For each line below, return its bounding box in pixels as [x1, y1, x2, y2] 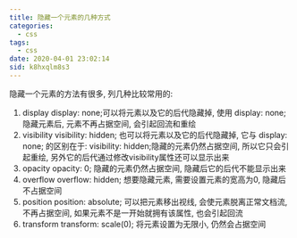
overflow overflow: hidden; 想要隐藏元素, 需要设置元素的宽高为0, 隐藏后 [21, 174, 286, 185]
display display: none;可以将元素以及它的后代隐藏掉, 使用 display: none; [21, 107, 286, 118]
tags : [9, 37, 30, 47]
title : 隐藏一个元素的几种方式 [9, 12, 111, 22]
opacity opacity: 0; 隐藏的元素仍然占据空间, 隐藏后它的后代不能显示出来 [21, 162, 286, 174]
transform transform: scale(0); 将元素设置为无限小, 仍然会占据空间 [21, 218, 267, 229]
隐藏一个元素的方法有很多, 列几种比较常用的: [9, 88, 174, 99]
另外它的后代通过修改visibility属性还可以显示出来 [50, 152, 230, 162]
